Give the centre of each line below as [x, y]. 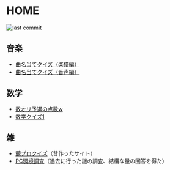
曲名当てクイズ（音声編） [47, 72]
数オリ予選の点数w [39, 109]
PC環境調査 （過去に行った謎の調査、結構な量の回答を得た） [91, 161]
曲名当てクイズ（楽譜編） [47, 64]
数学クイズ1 [30, 116]
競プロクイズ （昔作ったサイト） [55, 153]
